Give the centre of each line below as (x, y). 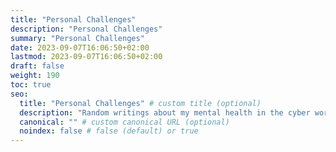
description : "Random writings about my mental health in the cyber (165, 112)
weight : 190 (35, 76)
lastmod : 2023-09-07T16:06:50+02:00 (86, 57)
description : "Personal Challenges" (86, 29)
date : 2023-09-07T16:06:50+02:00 (80, 47)
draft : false (37, 66)
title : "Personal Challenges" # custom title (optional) (140, 103)
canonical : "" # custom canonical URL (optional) (124, 122)
